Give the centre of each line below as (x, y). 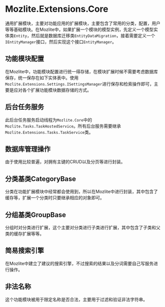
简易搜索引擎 (25, 251)
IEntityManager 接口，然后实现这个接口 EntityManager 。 (61, 42)
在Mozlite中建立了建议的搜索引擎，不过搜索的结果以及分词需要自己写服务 (79, 263)
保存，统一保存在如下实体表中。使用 (42, 78)
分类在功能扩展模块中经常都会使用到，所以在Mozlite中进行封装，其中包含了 (82, 192)
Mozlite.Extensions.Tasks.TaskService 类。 (49, 132)
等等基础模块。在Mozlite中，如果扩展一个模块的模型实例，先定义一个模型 (79, 29)
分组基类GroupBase (36, 215)
